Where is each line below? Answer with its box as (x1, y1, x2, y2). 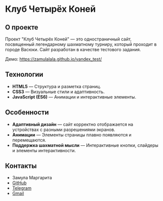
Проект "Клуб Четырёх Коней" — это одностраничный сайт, (5, 36, 132, 42)
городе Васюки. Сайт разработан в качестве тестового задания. (5, 47, 141, 52)
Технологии (5, 70, 43, 79)
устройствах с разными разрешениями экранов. (12, 127, 115, 133)
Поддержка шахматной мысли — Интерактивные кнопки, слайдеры (12, 142, 159, 148)
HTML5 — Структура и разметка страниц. (12, 83, 102, 89)
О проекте (5, 23, 38, 32)
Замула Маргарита (12, 175, 53, 181)
